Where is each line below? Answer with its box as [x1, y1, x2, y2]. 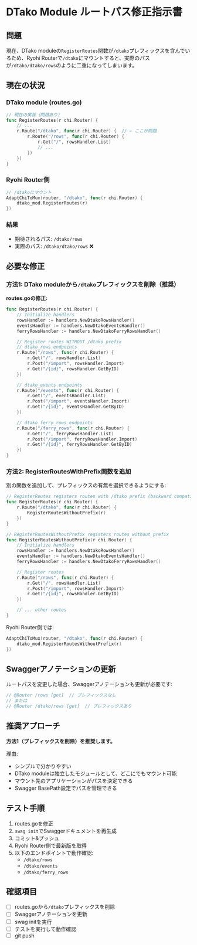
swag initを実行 [14, 918, 52, 925]
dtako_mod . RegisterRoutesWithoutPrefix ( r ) [16, 641, 122, 647]
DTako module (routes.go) [6, 98, 82, 107]
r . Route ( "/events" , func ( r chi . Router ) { [16, 387, 119, 393]
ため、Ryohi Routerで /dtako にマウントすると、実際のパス [11, 54, 151, 62]
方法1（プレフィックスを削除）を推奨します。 [6, 738, 116, 745]
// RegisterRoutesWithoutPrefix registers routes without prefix [6, 531, 169, 537]
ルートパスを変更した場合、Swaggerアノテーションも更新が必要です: [6, 681, 173, 688]
